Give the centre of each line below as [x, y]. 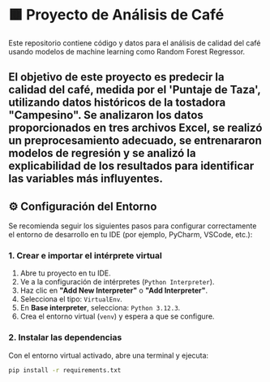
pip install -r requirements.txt [65, 370]
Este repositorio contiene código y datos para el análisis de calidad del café [135, 43]
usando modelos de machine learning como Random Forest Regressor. [127, 51]
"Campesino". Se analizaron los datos [106, 115]
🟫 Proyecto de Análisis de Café [116, 15]
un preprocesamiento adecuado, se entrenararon [135, 141]
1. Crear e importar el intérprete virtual [85, 256]
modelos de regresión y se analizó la [102, 153]
